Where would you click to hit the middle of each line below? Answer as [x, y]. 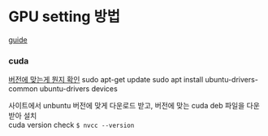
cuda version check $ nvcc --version [71, 125]
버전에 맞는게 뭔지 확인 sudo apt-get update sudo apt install [106, 80]
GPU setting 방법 [64, 17]
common [23, 89]
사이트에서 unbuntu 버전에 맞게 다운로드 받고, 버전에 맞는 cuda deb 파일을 [127, 106]
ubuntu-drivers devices [78, 89]
